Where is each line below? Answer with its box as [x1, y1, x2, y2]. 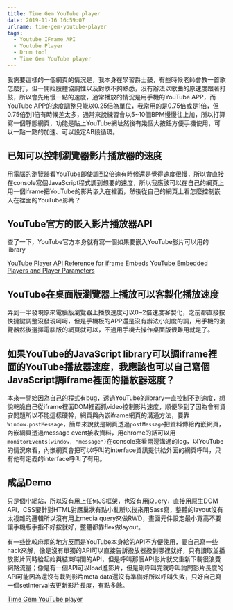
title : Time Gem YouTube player [7, 10, 101, 17]
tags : [7, 29, 23, 37]
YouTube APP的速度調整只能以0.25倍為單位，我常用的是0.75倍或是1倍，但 [7, 102, 220, 110]
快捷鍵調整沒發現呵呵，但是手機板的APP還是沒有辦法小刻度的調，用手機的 [7, 317, 220, 326]
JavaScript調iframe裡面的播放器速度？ [7, 374, 175, 386]
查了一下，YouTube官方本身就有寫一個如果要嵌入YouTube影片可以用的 [7, 238, 209, 246]
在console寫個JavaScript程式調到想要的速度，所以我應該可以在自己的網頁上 [7, 178, 225, 186]
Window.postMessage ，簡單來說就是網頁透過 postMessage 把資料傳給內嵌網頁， [7, 420, 225, 428]
